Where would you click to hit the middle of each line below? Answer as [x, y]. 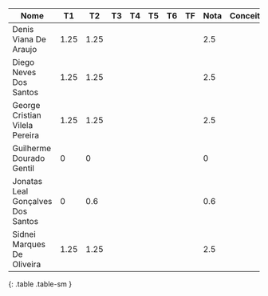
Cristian [27, 115]
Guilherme [32, 148]
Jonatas [27, 181]
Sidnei [24, 234]
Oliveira [27, 264]
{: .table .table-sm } [40, 284]
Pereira [26, 135]
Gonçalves [32, 201]
